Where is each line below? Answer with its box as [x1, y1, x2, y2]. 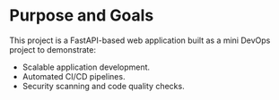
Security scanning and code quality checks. [22, 80, 186, 91]
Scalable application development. [22, 62, 151, 72]
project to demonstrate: [9, 44, 97, 54]
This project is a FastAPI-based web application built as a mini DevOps [9, 35, 271, 46]
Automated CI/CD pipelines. [22, 71, 126, 81]
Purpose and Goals [9, 5, 154, 26]
